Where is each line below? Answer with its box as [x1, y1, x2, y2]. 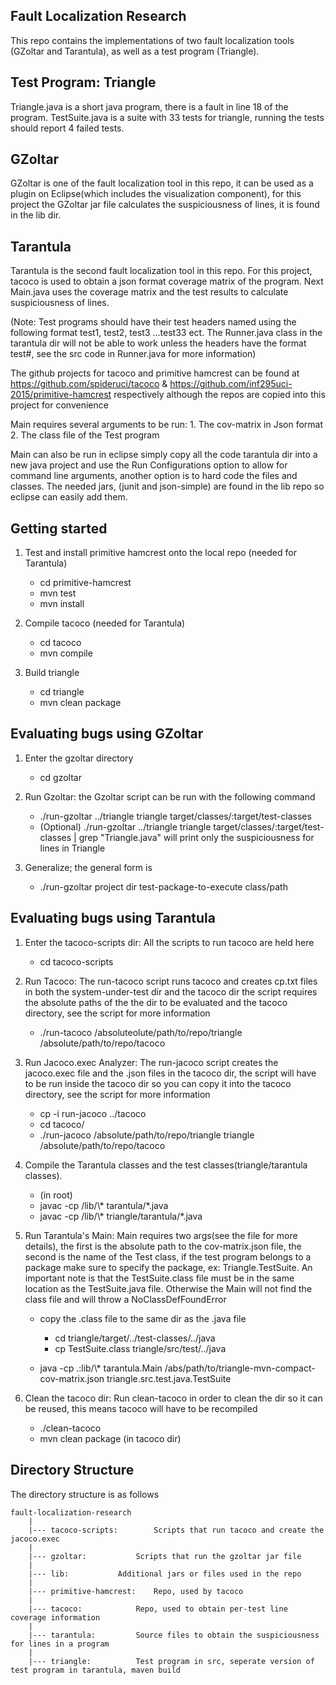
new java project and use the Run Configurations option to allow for [10, 459, 288, 471]
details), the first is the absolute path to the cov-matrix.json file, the [24, 1240, 302, 1252]
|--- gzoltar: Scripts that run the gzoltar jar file [28, 1551, 302, 1561]
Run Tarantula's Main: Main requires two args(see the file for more [24, 1229, 298, 1241]
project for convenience [10, 399, 109, 411]
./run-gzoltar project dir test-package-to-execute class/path [39, 880, 288, 893]
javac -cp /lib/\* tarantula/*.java [39, 1199, 169, 1211]
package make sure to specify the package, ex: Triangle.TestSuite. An [24, 1261, 313, 1273]
